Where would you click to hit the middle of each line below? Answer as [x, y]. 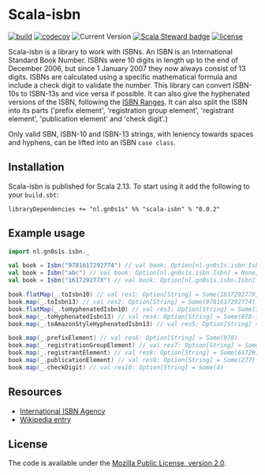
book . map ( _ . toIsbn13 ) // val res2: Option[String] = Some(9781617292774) [132, 301]
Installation [36, 167]
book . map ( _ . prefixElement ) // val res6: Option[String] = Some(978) [123, 338]
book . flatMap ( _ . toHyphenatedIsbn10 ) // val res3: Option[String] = [121, 309]
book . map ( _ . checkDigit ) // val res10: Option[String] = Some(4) [116, 367]
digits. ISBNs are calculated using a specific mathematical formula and [123, 77]
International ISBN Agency [62, 411]
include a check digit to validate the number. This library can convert [119, 85]
